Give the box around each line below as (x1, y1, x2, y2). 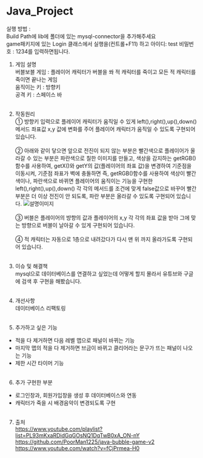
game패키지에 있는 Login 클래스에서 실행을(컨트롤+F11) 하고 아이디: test (6, 40, 178, 47)
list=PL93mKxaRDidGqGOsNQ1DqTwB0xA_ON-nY (15, 431, 140, 439)
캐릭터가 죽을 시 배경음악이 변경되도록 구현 (15, 399, 116, 407)
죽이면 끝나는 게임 (15, 76, 58, 83)
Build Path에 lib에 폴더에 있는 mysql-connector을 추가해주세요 (6, 32, 156, 40)
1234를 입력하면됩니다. (15, 47, 70, 55)
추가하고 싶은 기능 (15, 324, 58, 331)
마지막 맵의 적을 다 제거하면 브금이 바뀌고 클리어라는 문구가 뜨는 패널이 (15, 344, 182, 351)
